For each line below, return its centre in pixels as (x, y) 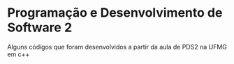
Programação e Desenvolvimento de (115, 13)
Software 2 (40, 27)
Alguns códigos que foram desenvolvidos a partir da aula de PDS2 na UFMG (117, 47)
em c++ (19, 54)
